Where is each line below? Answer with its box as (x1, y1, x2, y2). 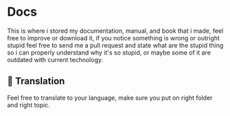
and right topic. (7, 100, 50, 109)
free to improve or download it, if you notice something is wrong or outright (7, 33, 220, 42)
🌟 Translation (7, 76, 65, 87)
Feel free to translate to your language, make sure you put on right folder (7, 93, 213, 102)
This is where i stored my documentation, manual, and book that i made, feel (7, 27, 224, 35)
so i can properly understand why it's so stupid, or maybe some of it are (7, 48, 211, 57)
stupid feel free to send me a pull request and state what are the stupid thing (7, 41, 224, 49)
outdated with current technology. (7, 55, 104, 63)
